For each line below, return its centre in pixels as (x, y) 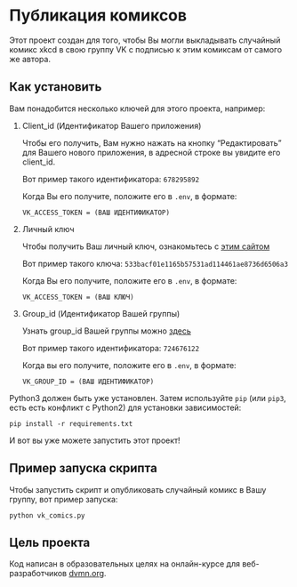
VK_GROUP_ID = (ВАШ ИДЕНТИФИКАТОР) (88, 382)
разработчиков (38, 574)
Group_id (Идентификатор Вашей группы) (101, 313)
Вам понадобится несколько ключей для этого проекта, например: (137, 109)
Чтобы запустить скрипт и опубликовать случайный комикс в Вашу (138, 489)
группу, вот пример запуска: (64, 499)
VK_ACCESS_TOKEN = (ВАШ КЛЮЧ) (78, 297)
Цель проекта (50, 542)
